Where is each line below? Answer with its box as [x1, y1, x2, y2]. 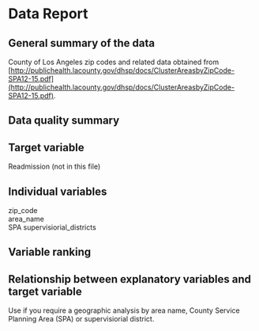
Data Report [8, 5, 88, 23]
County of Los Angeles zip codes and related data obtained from [8, 57, 220, 67]
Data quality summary [8, 114, 120, 127]
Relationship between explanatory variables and [8, 272, 251, 286]
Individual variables [8, 185, 107, 198]
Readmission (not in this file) [8, 162, 101, 171]
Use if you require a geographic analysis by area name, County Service [8, 306, 240, 315]
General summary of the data [8, 36, 156, 50]
